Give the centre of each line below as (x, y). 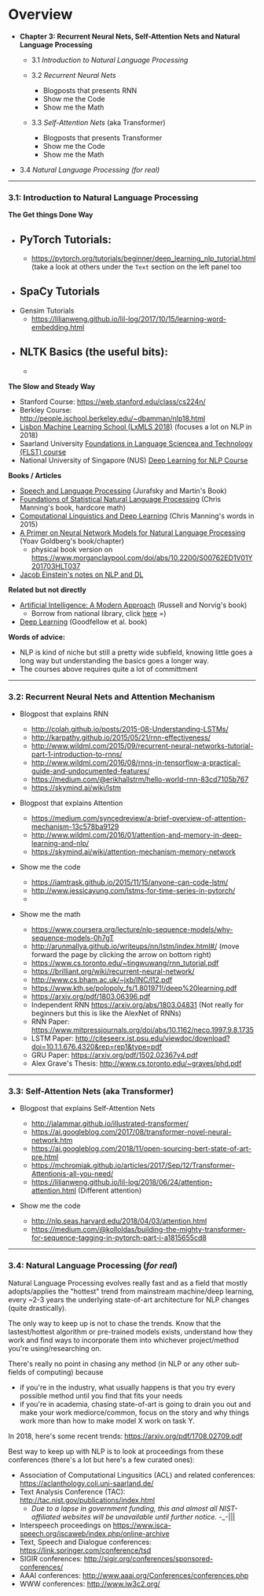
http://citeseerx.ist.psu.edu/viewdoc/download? (152, 1038)
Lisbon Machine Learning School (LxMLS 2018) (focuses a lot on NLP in (136, 426)
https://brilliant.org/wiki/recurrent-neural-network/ (113, 971)
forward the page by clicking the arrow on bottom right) (121, 954)
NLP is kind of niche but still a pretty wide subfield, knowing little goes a (136, 652)
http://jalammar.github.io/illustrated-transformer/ (110, 1123)
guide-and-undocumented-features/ (90, 770)
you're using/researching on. (55, 1348)
